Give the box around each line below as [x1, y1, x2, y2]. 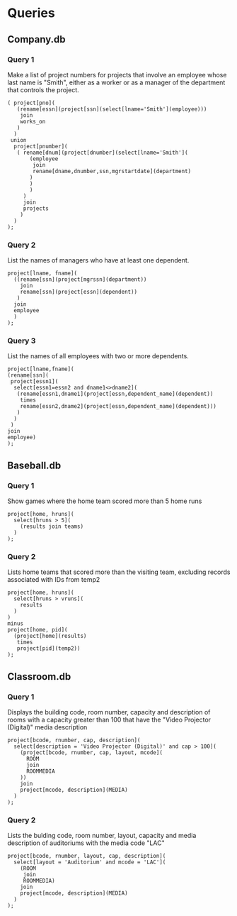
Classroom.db [7, 671, 71, 683]
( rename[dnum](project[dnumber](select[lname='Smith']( [16, 149, 189, 156]
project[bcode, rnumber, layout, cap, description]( [7, 853, 166, 860]
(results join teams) [20, 523, 83, 530]
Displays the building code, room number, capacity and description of [7, 708, 211, 717]
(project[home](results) [13, 633, 87, 640]
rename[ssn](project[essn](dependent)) [20, 289, 138, 296]
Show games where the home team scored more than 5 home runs [7, 497, 202, 505]
